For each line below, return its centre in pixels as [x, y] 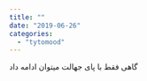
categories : [31, 33]
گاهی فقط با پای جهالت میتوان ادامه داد [74, 67]
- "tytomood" [41, 42]
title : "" [27, 17]
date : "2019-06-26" [45, 26]
